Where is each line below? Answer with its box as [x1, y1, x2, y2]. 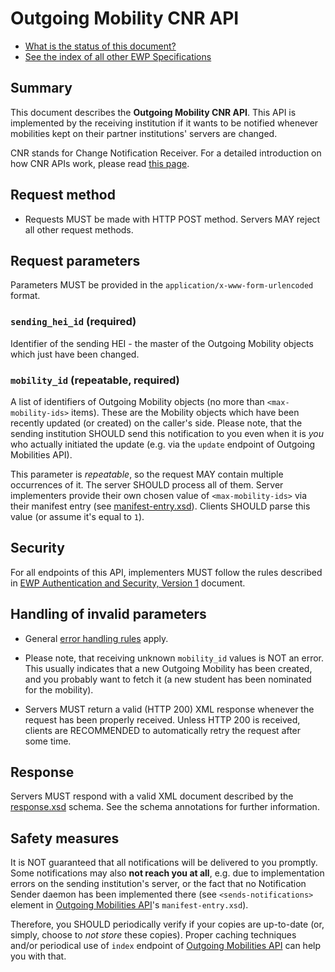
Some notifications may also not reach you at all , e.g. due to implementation [10, 867, 325, 879]
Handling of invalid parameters [10, 606, 207, 623]
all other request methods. [24, 223, 134, 236]
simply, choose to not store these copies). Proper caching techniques [10, 929, 297, 941]
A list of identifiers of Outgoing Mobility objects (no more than [10, 395, 265, 407]
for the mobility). [24, 683, 94, 696]
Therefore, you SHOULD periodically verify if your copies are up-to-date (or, [10, 918, 325, 931]
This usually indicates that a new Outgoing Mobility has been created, [24, 662, 313, 674]
